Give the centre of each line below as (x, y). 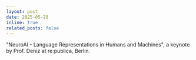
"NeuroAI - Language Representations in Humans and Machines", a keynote (98, 45)
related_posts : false (33, 28)
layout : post (22, 11)
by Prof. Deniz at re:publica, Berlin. (48, 51)
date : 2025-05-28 (27, 17)
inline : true (22, 22)
